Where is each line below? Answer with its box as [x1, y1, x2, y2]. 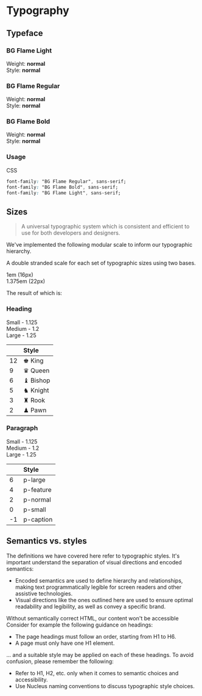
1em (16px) [6, 271, 33, 279]
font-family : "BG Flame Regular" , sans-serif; [6, 178, 127, 185]
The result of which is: [6, 289, 63, 297]
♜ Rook [23, 396, 46, 404]
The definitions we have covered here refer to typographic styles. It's [6, 552, 180, 559]
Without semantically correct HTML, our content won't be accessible [6, 614, 179, 622]
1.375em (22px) [6, 278, 46, 285]
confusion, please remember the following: [6, 658, 114, 665]
